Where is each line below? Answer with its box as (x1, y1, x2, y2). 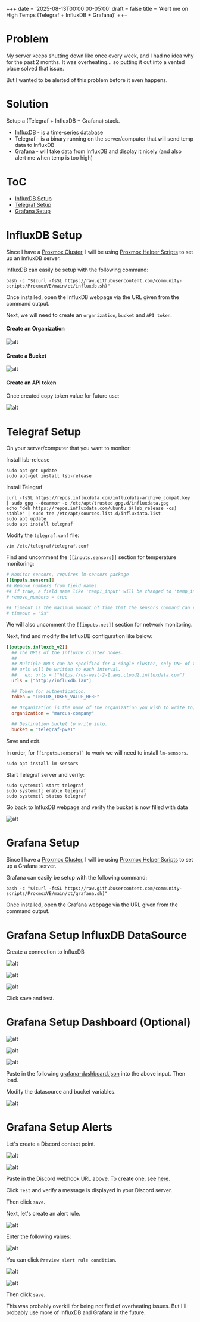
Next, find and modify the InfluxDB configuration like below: (6, 633, 153, 640)
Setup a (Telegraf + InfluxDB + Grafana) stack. (6, 117, 120, 124)
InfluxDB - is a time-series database (14, 129, 104, 136)
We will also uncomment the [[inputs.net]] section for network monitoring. (6, 621, 193, 628)
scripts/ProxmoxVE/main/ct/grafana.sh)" (6, 890, 108, 896)
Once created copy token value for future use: (6, 392, 120, 399)
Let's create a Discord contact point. (6, 1140, 96, 1147)
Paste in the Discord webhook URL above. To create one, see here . (6, 1175, 171, 1182)
